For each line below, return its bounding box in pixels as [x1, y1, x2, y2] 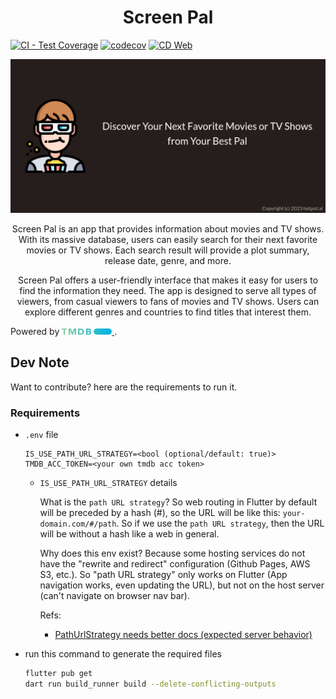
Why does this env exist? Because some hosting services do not [39, 547, 306, 560]
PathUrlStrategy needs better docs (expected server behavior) [54, 629, 313, 641]
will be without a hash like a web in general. [39, 528, 220, 540]
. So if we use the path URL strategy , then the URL [116, 517, 325, 530]
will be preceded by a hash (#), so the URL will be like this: [39, 507, 281, 519]
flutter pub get [24, 669, 93, 679]
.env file [24, 429, 59, 441]
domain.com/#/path [39, 519, 117, 530]
